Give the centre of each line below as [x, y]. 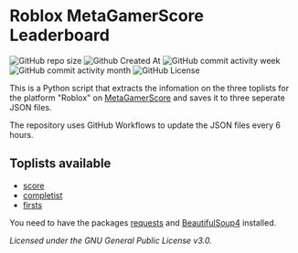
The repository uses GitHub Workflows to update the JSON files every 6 [145, 125]
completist [43, 195]
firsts [32, 205]
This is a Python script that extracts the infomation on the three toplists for [149, 88]
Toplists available [60, 164]
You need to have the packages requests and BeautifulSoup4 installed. [143, 222]
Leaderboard [59, 35]
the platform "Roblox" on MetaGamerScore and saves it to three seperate [147, 98]
